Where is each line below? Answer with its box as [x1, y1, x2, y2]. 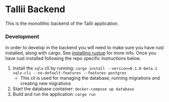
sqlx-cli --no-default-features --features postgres [12, 71, 127, 76]
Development [5, 33, 40, 40]
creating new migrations [20, 80, 71, 87]
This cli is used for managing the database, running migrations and [20, 75, 160, 81]
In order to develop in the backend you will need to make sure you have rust [5, 45, 164, 51]
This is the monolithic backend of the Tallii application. [5, 20, 119, 26]
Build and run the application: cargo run [12, 91, 96, 97]
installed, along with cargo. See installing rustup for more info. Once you [5, 50, 156, 56]
